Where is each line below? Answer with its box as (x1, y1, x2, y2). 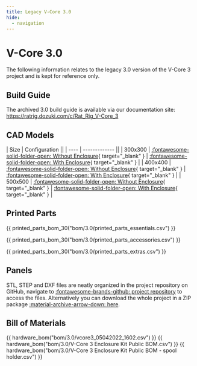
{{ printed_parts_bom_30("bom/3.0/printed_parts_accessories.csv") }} (6, 236, 181, 243)
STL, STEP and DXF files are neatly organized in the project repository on (6, 281, 188, 289)
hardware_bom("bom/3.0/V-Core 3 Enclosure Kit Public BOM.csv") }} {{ (6, 341, 185, 348)
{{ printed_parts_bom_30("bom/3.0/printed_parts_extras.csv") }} (6, 248, 167, 255)
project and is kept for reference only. (6, 72, 100, 80)
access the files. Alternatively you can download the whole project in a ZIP (6, 294, 192, 301)
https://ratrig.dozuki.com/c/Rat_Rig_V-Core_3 (6, 112, 119, 120)
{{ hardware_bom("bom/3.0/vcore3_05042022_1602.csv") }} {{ (6, 334, 163, 341)
